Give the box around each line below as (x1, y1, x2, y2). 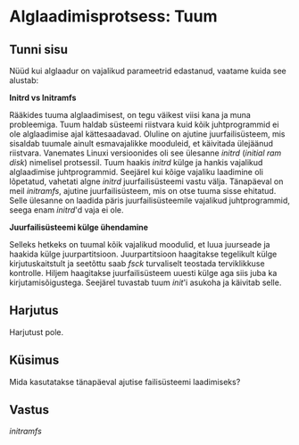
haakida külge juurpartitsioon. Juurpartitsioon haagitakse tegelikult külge (9, 248, 278, 259)
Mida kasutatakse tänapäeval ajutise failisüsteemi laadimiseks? (9, 376, 241, 387)
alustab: (9, 75, 39, 86)
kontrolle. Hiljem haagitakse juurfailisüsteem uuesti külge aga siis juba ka (9, 268, 278, 278)
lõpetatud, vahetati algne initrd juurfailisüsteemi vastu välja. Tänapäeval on (9, 176, 284, 187)
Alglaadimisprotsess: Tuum (9, 6, 218, 27)
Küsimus (9, 353, 60, 368)
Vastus (9, 402, 49, 417)
